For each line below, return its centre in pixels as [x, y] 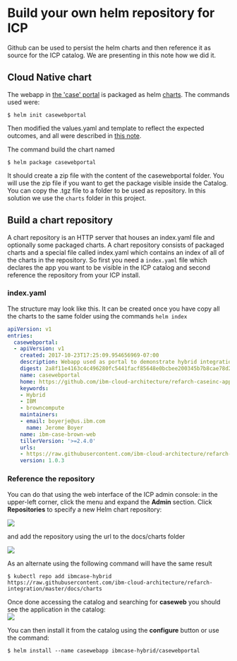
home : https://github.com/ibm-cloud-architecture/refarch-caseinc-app [126, 381]
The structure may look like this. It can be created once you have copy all [114, 309]
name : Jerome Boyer [54, 427]
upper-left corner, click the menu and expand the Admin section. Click [110, 502]
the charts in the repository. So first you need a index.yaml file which [107, 260]
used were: [24, 102]
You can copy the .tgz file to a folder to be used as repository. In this [107, 190]
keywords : [35, 388]
